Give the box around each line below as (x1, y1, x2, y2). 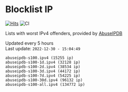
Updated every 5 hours (5, 40, 54, 46)
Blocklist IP (5, 4, 53, 15)
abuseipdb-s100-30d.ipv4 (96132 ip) (5, 77, 83, 82)
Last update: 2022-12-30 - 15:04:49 (5, 45, 80, 51)
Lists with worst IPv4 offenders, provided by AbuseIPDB (5, 30, 123, 36)
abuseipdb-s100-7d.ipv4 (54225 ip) (5, 73, 81, 78)
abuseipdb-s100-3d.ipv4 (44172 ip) (5, 69, 81, 74)
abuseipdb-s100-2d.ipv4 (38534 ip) (5, 64, 81, 69)
